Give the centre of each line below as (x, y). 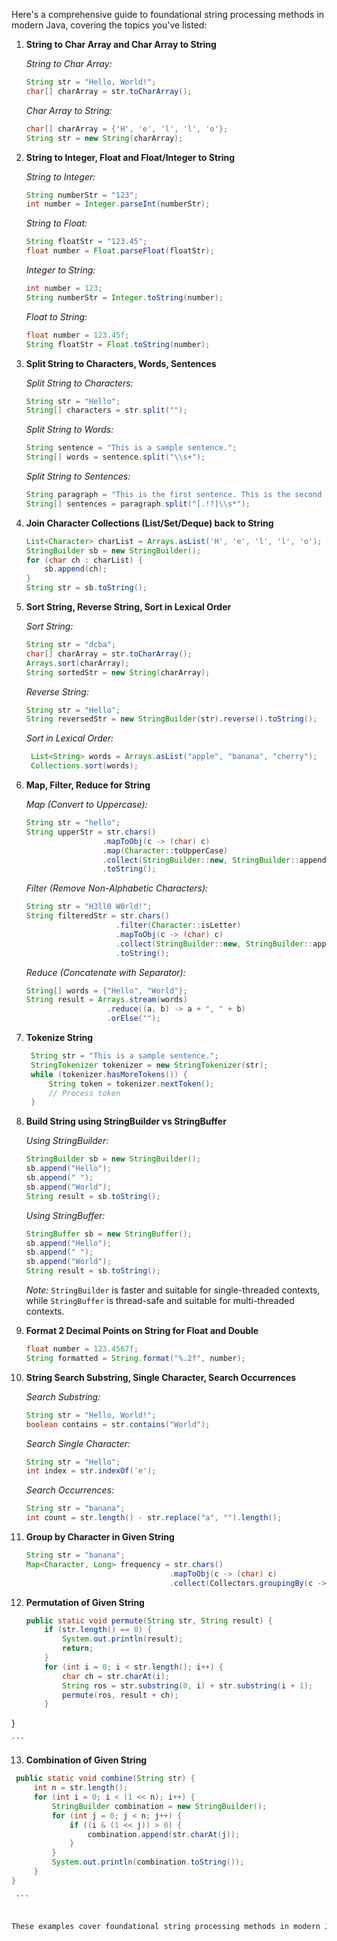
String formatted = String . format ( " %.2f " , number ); (135, 1358)
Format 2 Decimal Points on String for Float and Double (142, 1330)
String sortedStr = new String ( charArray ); (118, 672)
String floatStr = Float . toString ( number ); (118, 344)
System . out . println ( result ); (123, 1639)
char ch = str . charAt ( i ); (116, 1676)
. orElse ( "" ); (133, 1019)
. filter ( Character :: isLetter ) (178, 925)
